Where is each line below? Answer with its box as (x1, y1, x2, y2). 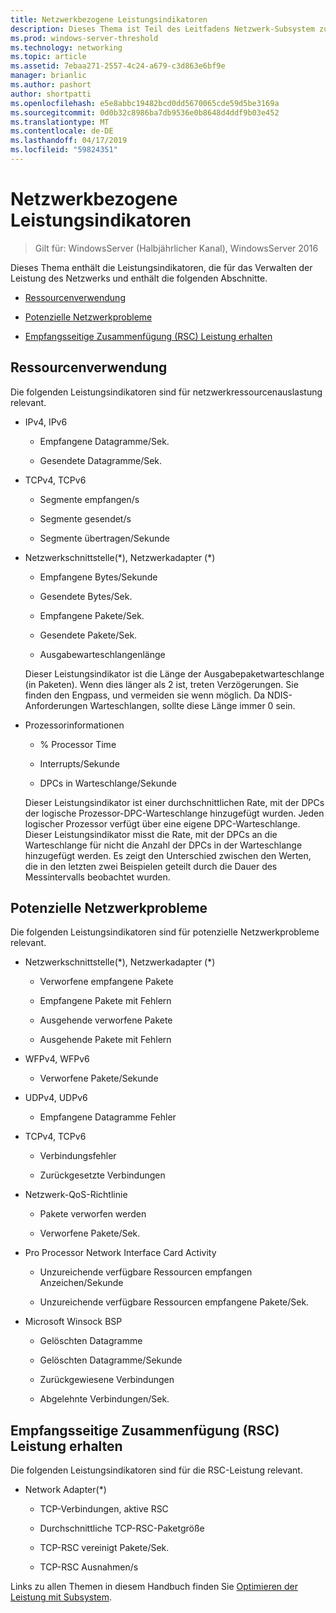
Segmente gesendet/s (39, 512, 132, 525)
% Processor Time (39, 738, 117, 750)
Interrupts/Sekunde (39, 757, 120, 770)
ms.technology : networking (10, 42, 123, 53)
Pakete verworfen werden (39, 1208, 147, 1220)
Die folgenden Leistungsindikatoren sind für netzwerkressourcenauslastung (10, 386, 323, 398)
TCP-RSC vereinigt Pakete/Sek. (39, 1542, 170, 1554)
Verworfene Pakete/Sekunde (39, 1072, 159, 1085)
